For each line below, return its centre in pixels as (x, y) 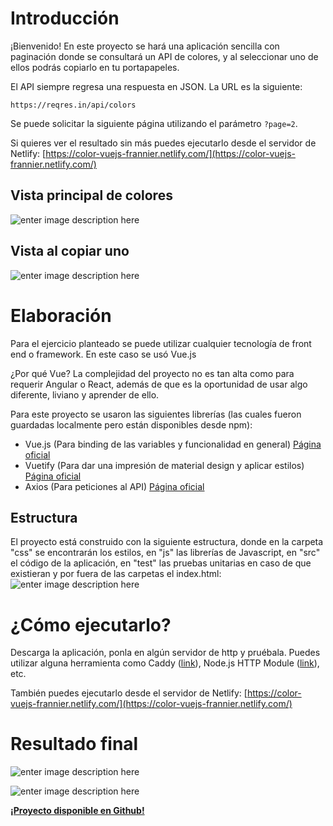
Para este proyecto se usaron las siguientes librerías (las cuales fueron (156, 414)
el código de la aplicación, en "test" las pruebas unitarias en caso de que (161, 563)
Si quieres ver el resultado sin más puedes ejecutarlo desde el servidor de (163, 143)
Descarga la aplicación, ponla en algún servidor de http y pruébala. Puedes (165, 653)
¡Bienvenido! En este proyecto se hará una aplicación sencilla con (145, 46)
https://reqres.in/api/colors (73, 105)
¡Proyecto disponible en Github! (77, 811)
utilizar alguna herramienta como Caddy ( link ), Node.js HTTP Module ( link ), (165, 663)
